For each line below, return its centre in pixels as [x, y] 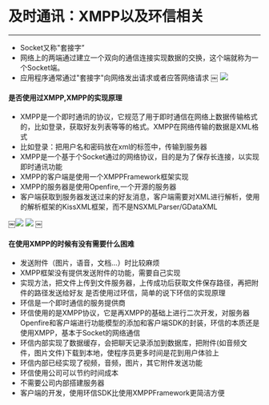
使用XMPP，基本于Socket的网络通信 [80, 333]
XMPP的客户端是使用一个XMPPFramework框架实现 [104, 177]
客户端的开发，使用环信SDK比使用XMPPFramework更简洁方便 [122, 393]
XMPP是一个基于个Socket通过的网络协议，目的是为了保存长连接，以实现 [140, 157]
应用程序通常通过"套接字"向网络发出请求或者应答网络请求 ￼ [119, 78]
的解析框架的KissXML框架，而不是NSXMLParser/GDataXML [118, 207]
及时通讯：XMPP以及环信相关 [106, 16]
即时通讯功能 [41, 167]
